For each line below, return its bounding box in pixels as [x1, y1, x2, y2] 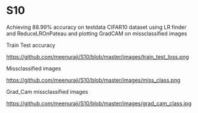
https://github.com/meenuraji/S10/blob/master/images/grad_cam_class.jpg [6, 100, 192, 107]
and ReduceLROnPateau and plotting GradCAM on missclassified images [6, 29, 188, 37]
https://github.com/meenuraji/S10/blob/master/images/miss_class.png [6, 76, 181, 84]
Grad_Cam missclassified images [6, 88, 88, 95]
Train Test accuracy [6, 41, 55, 49]
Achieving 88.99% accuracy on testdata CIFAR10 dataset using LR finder [6, 23, 187, 31]
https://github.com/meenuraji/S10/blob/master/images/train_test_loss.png [6, 53, 190, 60]
